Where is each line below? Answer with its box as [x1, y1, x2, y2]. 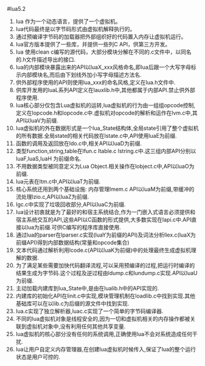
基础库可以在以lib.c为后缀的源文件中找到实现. [15, 300, 130, 307]
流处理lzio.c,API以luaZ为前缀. [15, 193, 89, 200]
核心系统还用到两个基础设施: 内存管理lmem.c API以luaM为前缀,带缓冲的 [15, 185, 195, 193]
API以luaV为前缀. [15, 117, 58, 124]
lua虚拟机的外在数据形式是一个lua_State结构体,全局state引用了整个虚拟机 [15, 124, 199, 132]
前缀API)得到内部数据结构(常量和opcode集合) [15, 239, 130, 246]
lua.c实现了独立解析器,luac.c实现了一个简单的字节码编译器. [15, 307, 164, 315]
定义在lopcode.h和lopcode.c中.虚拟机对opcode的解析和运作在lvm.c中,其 [15, 109, 198, 117]
